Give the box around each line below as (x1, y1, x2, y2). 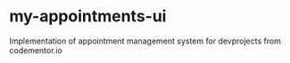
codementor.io (9, 44, 62, 55)
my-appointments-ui (9, 6, 167, 27)
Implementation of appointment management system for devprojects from (9, 35, 281, 46)
